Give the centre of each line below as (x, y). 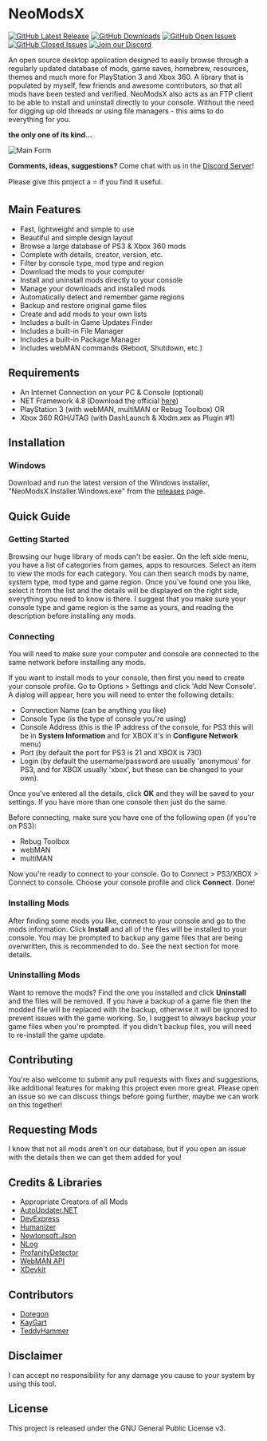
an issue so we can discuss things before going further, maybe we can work (133, 1096)
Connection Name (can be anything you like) (93, 711)
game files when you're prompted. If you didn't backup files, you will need (130, 1026)
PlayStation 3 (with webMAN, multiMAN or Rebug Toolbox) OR (122, 409)
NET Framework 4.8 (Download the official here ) (99, 401)
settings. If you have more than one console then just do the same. (118, 802)
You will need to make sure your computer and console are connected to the (134, 654)
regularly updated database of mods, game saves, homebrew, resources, (128, 68)
